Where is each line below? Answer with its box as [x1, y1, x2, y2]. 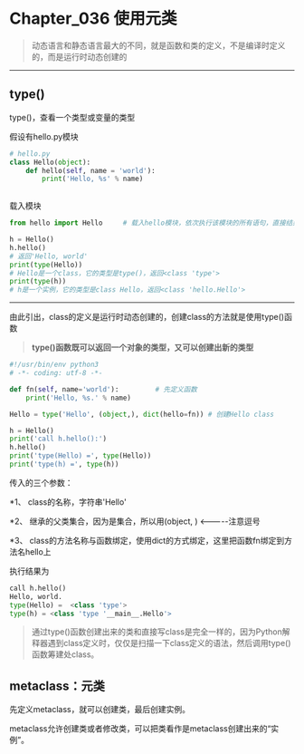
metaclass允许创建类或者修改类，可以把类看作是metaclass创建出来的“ [9, 723, 271, 734]
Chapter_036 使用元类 [9, 8, 177, 29]
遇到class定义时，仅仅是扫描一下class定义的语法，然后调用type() [47, 638, 291, 649]
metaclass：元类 [9, 678, 106, 693]
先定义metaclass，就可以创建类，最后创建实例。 [9, 704, 190, 715]
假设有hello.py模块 [9, 130, 79, 141]
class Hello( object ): [9, 158, 91, 167]
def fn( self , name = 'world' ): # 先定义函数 [9, 384, 197, 394]
